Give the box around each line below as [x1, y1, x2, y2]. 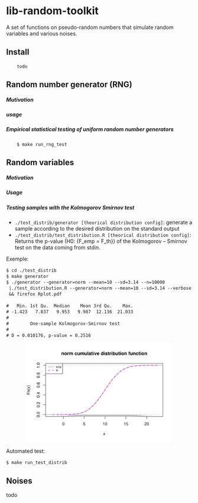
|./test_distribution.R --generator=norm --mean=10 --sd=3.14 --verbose [8, 285, 192, 291]
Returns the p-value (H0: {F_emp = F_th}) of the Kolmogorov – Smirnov [14, 238, 187, 245]
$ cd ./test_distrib [6, 267, 57, 273]
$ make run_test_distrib [6, 460, 67, 466]
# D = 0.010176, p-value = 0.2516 [6, 332, 92, 338]
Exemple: [6, 255, 29, 262]
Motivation [6, 174, 34, 181]
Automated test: [6, 447, 46, 455]
